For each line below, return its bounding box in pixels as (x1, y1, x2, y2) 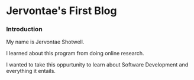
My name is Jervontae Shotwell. (6, 38, 85, 45)
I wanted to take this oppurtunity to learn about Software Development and (6, 61, 189, 68)
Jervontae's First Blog (6, 4, 117, 18)
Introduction (6, 25, 43, 34)
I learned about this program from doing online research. (6, 50, 144, 57)
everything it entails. (6, 68, 56, 75)
